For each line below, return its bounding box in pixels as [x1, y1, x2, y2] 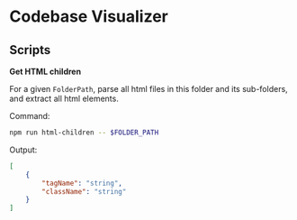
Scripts [9, 42, 51, 58]
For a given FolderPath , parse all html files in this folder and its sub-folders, [9, 84, 288, 94]
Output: [9, 144, 38, 155]
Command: [9, 111, 50, 121]
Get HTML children [9, 66, 82, 77]
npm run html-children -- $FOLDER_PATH [9, 128, 159, 137]
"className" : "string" [41, 187, 127, 196]
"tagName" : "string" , [41, 179, 123, 188]
